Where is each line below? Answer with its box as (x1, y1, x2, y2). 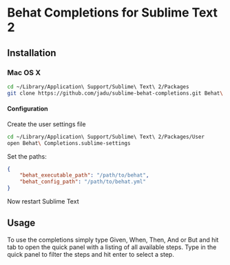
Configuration (7, 105, 48, 113)
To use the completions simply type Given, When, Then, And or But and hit (7, 235, 219, 244)
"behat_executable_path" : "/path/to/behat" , (19, 172, 149, 179)
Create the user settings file (7, 119, 86, 128)
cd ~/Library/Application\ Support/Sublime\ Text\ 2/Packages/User (7, 133, 205, 140)
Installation (7, 47, 56, 59)
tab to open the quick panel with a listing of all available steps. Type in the (7, 243, 217, 251)
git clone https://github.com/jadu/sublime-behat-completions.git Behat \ (7, 90, 224, 97)
